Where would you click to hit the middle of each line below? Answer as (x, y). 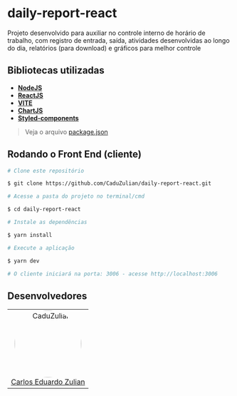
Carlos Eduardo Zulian (48, 382)
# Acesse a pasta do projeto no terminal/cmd (76, 197)
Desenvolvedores (47, 296)
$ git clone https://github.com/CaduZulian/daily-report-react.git (110, 183)
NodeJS (30, 88)
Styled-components (48, 118)
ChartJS (30, 110)
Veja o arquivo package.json (66, 132)
